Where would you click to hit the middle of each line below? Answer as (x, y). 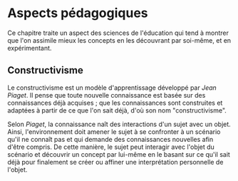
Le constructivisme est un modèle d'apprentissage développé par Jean (112, 88)
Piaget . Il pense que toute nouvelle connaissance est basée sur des (107, 95)
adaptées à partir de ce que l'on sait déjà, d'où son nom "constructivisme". (117, 110)
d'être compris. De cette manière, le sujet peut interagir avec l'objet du (111, 147)
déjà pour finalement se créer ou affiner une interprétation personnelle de (115, 162)
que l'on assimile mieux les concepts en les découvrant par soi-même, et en (119, 40)
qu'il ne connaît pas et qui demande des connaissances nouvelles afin (110, 139)
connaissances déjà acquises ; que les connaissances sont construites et (115, 103)
